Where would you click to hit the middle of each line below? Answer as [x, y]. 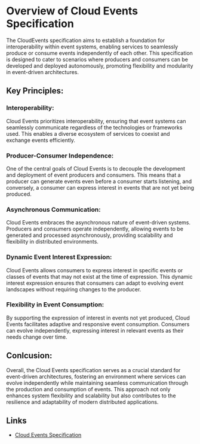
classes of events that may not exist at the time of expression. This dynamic [99, 276]
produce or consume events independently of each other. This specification [99, 53]
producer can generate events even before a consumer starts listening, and [99, 181]
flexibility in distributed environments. [52, 242]
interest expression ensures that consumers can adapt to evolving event [95, 283]
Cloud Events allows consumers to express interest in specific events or [95, 270]
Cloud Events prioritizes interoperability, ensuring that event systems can [96, 121]
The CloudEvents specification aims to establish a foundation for [86, 40]
